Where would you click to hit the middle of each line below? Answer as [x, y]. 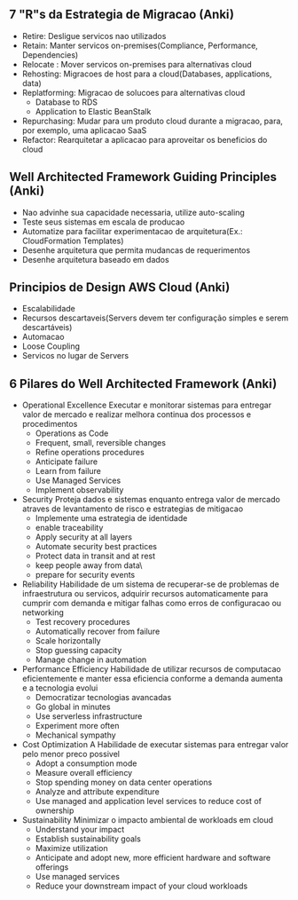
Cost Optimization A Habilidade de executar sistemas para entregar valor [155, 745]
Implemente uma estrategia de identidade [111, 518]
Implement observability [79, 490]
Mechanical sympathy [76, 735]
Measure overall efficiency [84, 773]
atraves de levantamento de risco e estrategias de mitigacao [133, 509]
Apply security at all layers [84, 537]
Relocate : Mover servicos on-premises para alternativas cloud [137, 64]
